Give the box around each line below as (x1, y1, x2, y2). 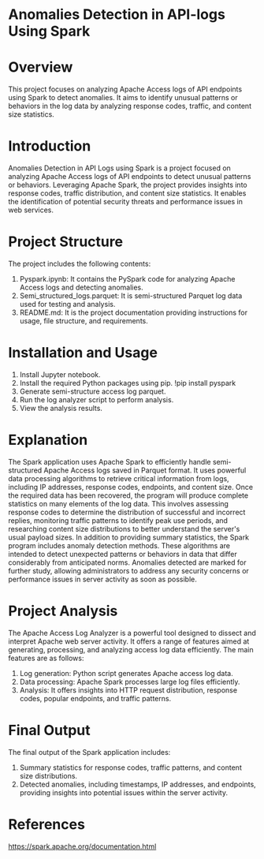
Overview (8, 58, 73, 77)
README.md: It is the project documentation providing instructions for (19, 308, 248, 317)
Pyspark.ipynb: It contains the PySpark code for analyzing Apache (19, 275, 236, 283)
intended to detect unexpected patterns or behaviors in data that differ (8, 549, 238, 558)
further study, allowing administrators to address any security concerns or (8, 566, 250, 575)
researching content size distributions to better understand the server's (8, 524, 240, 533)
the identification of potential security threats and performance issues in (8, 197, 243, 207)
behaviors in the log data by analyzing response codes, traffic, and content (8, 101, 252, 111)
